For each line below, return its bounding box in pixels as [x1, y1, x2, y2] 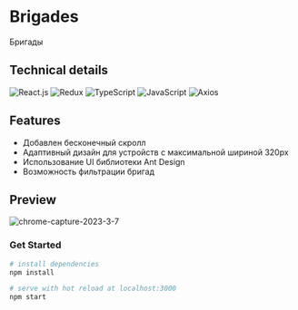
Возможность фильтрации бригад [22, 166, 154, 177]
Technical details [9, 63, 109, 78]
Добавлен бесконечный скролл [22, 137, 147, 148]
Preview [9, 192, 57, 208]
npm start [9, 293, 47, 302]
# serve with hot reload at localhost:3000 [9, 284, 177, 294]
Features [9, 113, 61, 129]
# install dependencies [9, 259, 100, 268]
